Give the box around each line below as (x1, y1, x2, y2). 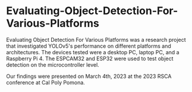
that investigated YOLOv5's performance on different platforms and (6, 42, 171, 50)
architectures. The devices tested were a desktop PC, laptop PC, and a (6, 48, 180, 55)
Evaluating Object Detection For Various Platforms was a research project (6, 36, 186, 43)
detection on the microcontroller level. (6, 61, 99, 68)
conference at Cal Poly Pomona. (6, 78, 85, 86)
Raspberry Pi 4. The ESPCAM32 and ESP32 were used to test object (6, 55, 174, 62)
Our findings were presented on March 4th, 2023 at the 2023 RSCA (6, 73, 172, 80)
